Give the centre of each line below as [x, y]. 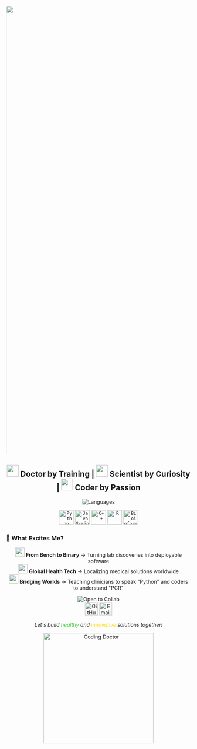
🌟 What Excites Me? [35, 538]
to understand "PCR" [98, 588]
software [98, 561]
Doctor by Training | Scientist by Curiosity [105, 474]
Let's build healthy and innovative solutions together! [98, 625]
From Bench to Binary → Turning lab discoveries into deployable [104, 555]
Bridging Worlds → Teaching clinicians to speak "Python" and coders [104, 582]
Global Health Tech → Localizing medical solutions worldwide [104, 571]
